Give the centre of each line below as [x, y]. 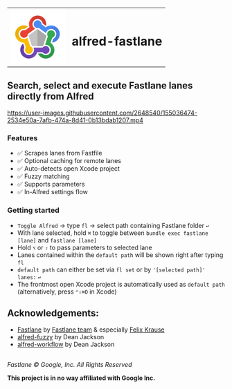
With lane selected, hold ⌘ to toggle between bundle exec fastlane [113, 233]
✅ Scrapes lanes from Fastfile [60, 153]
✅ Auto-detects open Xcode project [68, 169]
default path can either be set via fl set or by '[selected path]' [111, 269]
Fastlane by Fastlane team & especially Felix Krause [91, 330]
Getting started [34, 210]
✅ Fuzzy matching [44, 176]
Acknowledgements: [53, 313]
